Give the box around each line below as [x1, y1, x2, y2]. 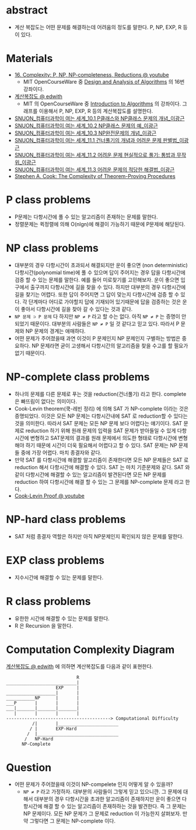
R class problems [6, 595, 92, 608]
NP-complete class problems [6, 370, 150, 384]
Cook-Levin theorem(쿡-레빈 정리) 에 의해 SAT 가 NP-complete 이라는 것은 [14, 405, 189, 412]
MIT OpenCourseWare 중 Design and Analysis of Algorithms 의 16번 [23, 78, 185, 85]
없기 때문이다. [14, 349, 47, 356]
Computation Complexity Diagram [6, 643, 175, 656]
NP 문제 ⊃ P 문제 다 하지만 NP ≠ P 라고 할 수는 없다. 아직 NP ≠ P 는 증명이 [14, 313, 181, 320]
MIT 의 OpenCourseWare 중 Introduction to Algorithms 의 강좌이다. [23, 100, 181, 107]
